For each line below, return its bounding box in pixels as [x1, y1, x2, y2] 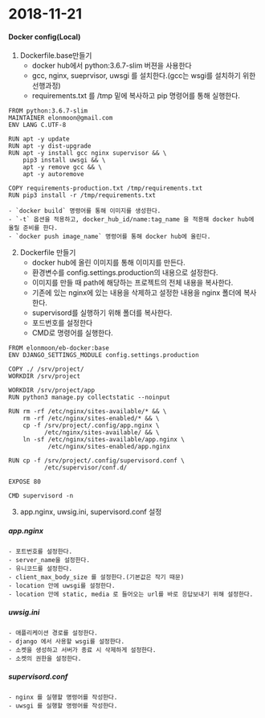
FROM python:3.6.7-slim [8, 107, 88, 115]
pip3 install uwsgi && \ [22, 156, 106, 165]
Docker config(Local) [8, 31, 81, 41]
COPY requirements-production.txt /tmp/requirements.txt [8, 184, 203, 193]
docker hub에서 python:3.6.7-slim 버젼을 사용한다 [31, 61, 192, 71]
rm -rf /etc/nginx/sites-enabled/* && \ [22, 415, 160, 423]
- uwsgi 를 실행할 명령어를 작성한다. [8, 702, 118, 710]
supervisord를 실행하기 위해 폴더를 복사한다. [31, 308, 173, 318]
